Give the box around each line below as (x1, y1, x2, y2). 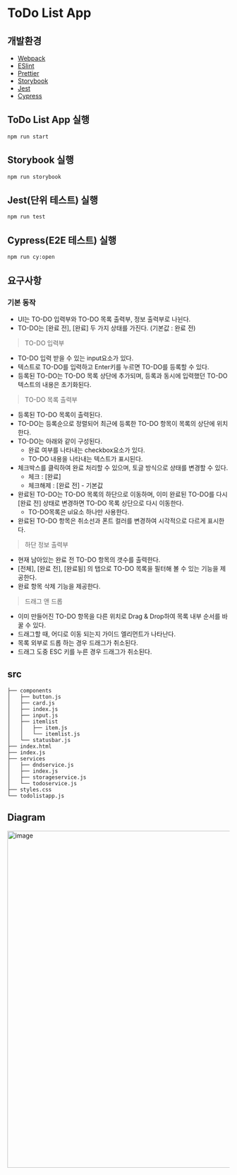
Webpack (17, 54, 46, 62)
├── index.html (7, 743, 52, 750)
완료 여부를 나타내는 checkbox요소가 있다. (28, 446, 146, 454)
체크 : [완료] (28, 472, 61, 480)
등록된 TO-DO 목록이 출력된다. (17, 410, 103, 419)
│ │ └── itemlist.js (7, 730, 80, 737)
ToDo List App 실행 (7, 114, 90, 126)
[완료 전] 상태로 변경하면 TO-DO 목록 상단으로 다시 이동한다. (17, 499, 184, 507)
